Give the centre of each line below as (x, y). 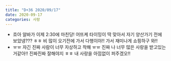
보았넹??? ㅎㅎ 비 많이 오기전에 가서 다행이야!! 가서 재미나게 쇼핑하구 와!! (85, 41)
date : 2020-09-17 (24, 15)
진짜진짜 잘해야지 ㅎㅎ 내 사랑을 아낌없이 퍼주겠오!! (80, 53)
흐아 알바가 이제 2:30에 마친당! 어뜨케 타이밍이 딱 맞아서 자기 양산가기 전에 (87, 35)
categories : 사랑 (23, 19)
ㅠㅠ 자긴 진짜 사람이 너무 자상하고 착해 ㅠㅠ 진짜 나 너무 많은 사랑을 (80, 47)
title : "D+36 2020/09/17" (33, 10)
